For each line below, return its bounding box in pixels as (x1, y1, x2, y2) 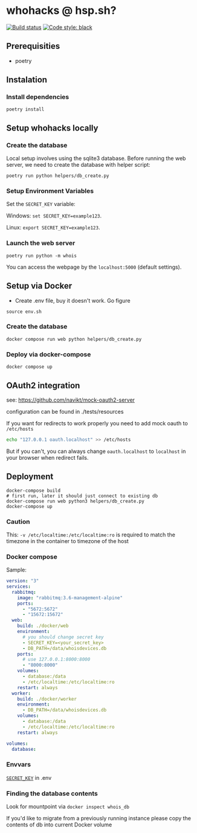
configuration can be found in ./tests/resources (6, 408, 124, 415)
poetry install (6, 106, 45, 112)
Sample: (6, 566, 27, 574)
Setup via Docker (6, 281, 73, 291)
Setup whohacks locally (6, 123, 98, 133)
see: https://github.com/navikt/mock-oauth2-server (6, 396, 135, 404)
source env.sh (6, 309, 42, 315)
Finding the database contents (6, 789, 98, 797)
